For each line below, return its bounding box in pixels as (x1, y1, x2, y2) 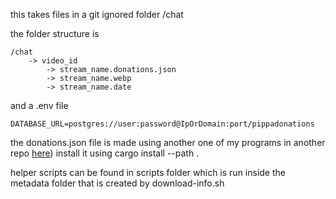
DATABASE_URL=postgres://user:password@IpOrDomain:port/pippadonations (10, 119, 315, 129)
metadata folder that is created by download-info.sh (10, 177, 225, 189)
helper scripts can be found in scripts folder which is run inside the (10, 167, 286, 178)
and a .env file (10, 100, 69, 111)
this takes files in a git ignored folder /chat (10, 9, 184, 20)
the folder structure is (10, 28, 100, 39)
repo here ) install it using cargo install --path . (10, 147, 200, 159)
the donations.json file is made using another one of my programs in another (10, 137, 326, 148)
